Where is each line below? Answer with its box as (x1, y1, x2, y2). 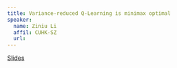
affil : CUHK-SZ (13, 29, 57, 36)
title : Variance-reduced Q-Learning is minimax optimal (7, 10, 171, 17)
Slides (7, 54, 25, 62)
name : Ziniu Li (13, 22, 57, 29)
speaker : (7, 16, 32, 23)
